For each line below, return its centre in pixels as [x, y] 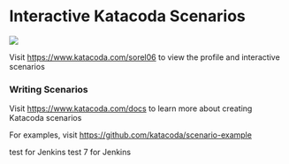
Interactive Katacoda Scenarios [127, 16]
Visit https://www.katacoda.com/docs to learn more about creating [131, 108]
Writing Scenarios [49, 89]
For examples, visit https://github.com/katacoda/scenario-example [130, 135]
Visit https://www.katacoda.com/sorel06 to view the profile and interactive [144, 57]
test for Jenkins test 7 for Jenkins [70, 153]
